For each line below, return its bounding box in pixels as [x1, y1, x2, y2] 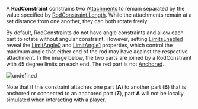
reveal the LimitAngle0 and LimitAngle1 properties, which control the [6, 41, 173, 49]
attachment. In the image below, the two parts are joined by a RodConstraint [6, 54, 192, 61]
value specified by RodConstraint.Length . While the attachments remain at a [6, 11, 192, 18]
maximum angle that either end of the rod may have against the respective [6, 48, 188, 55]
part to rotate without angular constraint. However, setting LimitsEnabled [6, 36, 183, 42]
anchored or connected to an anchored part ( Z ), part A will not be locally [6, 90, 184, 97]
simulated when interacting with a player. [6, 96, 107, 103]
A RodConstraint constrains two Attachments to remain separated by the [6, 5, 185, 12]
